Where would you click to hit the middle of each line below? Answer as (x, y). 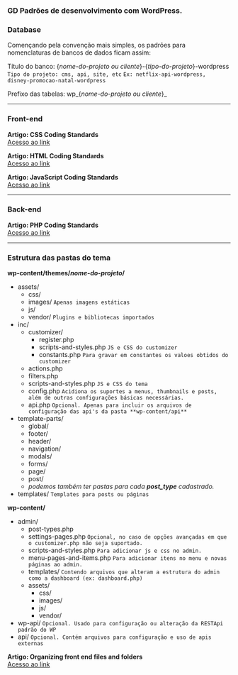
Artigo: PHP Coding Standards (53, 225)
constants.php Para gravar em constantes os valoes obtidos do (134, 355)
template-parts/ (40, 419)
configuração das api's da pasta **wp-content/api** (108, 412)
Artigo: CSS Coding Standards (53, 134)
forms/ (38, 464)
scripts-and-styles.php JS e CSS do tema (88, 384)
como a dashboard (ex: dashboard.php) (85, 578)
